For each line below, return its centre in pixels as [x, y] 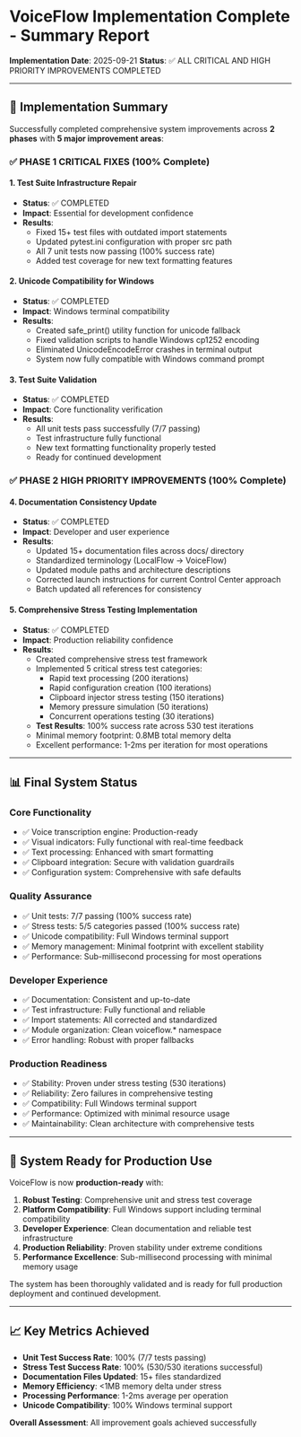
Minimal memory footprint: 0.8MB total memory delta [133, 735]
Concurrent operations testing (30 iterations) [132, 716]
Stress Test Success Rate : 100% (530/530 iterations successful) [142, 1367]
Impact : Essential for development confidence [108, 213]
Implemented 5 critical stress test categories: [119, 668]
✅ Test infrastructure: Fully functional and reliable [114, 1009]
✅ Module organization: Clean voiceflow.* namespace [122, 1030]
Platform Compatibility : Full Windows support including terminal [142, 1209]
